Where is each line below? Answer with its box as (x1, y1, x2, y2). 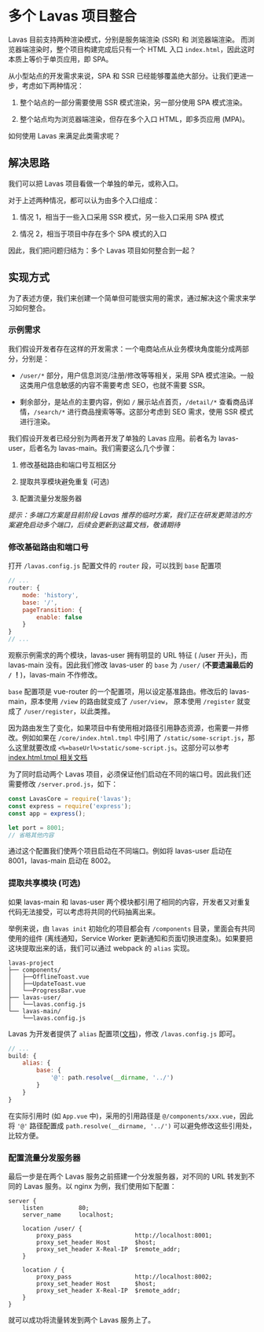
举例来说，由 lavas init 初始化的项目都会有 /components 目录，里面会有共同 (8, 924, 255, 933)
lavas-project (8, 959, 55, 967)
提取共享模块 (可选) (8, 878, 81, 889)
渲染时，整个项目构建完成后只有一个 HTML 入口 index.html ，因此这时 (28, 44, 255, 54)
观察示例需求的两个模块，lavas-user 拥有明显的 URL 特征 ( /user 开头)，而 (8, 651, 247, 660)
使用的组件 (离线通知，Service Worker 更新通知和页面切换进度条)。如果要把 (8, 933, 253, 943)
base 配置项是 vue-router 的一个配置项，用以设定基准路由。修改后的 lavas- (8, 687, 250, 696)
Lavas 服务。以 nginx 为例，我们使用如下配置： (23, 1182, 177, 1190)
